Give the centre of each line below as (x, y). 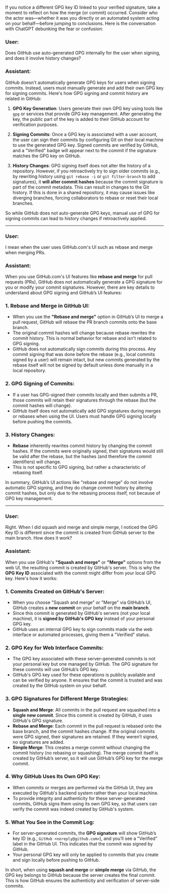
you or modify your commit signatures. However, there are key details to (80, 287)
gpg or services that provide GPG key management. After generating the (87, 114)
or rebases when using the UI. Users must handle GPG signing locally (84, 416)
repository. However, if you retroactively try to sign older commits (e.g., (86, 171)
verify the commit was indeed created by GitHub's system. (73, 809)
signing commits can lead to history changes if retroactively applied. (76, 218)
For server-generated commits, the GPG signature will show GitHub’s (84, 833)
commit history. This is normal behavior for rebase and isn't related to (84, 338)
